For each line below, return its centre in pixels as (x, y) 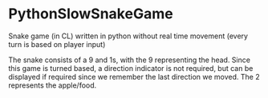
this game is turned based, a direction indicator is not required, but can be (131, 68)
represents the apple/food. (53, 85)
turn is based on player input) (57, 44)
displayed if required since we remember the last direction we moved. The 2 (134, 76)
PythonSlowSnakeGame (91, 14)
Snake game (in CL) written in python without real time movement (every (128, 36)
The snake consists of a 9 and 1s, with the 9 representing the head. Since (130, 60)
